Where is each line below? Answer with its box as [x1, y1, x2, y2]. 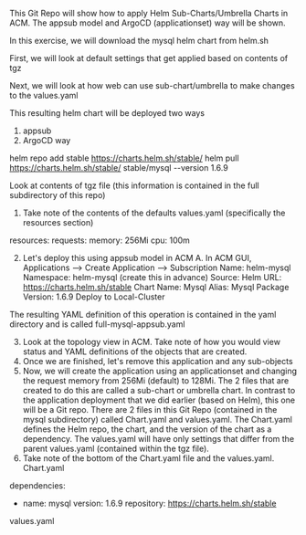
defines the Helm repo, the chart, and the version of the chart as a [22, 424, 272, 435]
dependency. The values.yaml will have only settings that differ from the [22, 434, 295, 444]
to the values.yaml [9, 90, 79, 100]
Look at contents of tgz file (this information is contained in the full [9, 180, 260, 191]
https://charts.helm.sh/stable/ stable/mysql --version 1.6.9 [9, 163, 228, 173]
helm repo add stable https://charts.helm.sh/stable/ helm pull [9, 152, 239, 163]
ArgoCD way [22, 135, 71, 145]
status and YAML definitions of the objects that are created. [22, 346, 248, 357]
